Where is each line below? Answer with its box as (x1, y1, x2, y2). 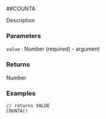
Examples (6, 89, 36, 97)
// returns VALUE (6, 102, 50, 109)
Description (6, 17, 35, 23)
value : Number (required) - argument (6, 45, 100, 53)
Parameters (6, 31, 41, 40)
